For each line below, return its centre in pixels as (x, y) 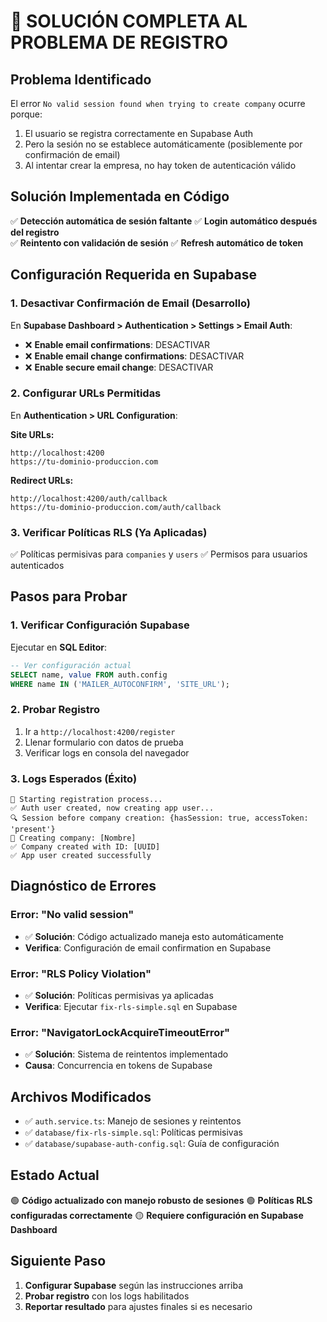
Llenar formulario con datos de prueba (104, 742)
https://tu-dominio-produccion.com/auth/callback (116, 507)
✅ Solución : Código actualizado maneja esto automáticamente (154, 936)
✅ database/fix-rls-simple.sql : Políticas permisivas (133, 1132)
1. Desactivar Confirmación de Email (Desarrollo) (130, 303)
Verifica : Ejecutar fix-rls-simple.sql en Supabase (131, 1006)
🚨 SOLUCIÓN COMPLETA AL (129, 21)
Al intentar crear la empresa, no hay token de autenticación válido (160, 165)
